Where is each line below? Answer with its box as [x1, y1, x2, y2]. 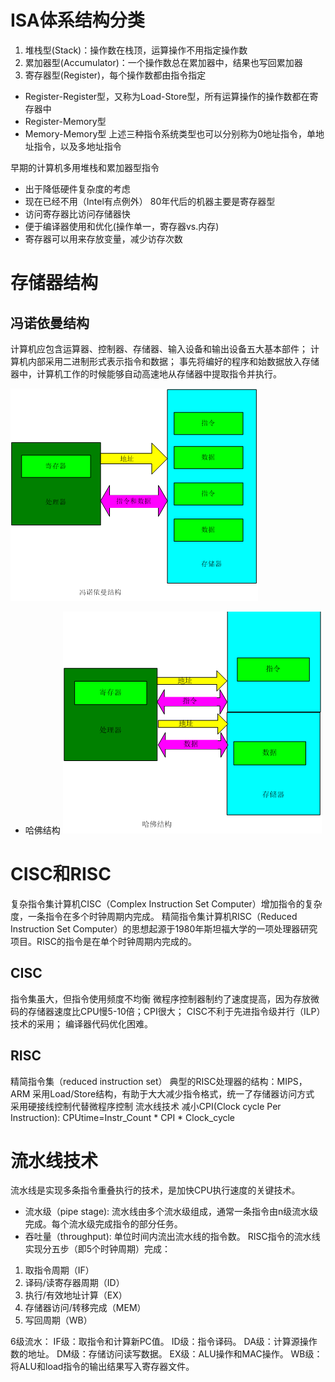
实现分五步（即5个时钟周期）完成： [24, 1243, 172, 1255]
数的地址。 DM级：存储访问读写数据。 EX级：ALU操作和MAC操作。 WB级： [10, 1348, 323, 1360]
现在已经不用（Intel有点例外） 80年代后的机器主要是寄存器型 [24, 195, 276, 207]
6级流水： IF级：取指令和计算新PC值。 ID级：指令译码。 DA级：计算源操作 [10, 1336, 318, 1348]
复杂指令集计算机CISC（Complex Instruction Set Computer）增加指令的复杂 [10, 897, 323, 910]
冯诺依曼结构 [10, 314, 90, 331]
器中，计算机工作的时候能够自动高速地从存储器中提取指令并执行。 [10, 367, 282, 380]
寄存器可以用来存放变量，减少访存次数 [24, 232, 183, 245]
